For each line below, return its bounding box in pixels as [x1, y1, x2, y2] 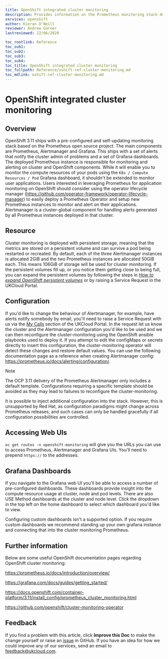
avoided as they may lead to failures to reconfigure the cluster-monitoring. [5, 388, 158, 394]
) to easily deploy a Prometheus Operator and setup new [23, 196, 140, 202]
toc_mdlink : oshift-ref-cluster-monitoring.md [5, 72, 104, 78]
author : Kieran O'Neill [5, 21, 55, 27]
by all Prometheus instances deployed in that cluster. [5, 212, 114, 218]
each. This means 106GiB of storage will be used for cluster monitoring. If [5, 261, 156, 267]
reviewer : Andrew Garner [5, 26, 57, 31]
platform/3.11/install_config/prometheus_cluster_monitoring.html [5, 594, 136, 601]
